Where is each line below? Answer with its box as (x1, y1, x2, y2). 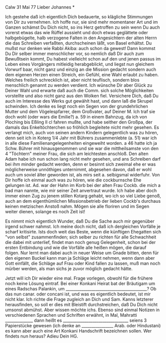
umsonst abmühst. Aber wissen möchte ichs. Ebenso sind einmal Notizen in (5, 307, 160, 313)
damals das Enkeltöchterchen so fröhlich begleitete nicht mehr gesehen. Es (5, 124, 160, 130)
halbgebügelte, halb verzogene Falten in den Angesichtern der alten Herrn (5, 35, 157, 41)
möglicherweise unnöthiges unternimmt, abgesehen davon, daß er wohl (5, 167, 152, 172)
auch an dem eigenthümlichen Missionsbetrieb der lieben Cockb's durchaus (5, 198, 161, 204)
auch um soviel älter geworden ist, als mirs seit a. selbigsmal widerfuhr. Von (5, 172, 160, 177)
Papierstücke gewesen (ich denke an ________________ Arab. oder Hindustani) (5, 323, 161, 329)
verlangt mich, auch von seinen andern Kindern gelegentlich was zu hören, (5, 130, 159, 135)
